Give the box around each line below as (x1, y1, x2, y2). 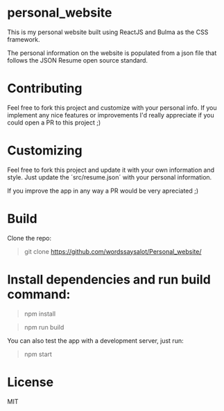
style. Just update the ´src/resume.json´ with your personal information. (7, 172, 212, 182)
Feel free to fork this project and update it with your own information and (7, 166, 215, 174)
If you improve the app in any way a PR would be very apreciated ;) (7, 186, 199, 195)
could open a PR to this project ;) (7, 118, 101, 127)
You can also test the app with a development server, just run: (7, 336, 184, 345)
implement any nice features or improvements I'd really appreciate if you (7, 111, 214, 119)
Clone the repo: (7, 234, 52, 242)
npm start (24, 350, 52, 358)
